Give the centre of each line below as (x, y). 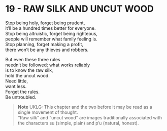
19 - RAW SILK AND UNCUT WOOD (79, 9)
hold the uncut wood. (27, 75)
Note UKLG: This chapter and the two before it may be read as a (85, 107)
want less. (16, 86)
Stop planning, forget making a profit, (44, 44)
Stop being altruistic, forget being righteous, (52, 33)
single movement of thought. (48, 112)
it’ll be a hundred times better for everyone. (51, 28)
